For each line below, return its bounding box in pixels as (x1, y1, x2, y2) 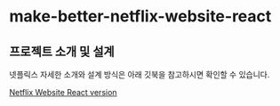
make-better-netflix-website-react (9, 6, 272, 27)
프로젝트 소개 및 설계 (9, 44, 115, 59)
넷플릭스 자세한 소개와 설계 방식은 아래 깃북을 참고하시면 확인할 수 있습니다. (9, 69, 270, 79)
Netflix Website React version (9, 87, 117, 97)
